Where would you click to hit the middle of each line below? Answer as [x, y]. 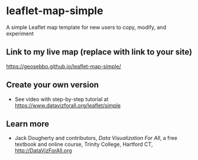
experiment [20, 33]
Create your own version [53, 85]
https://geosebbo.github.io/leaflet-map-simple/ [64, 66]
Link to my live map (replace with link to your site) [99, 52]
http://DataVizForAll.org [43, 151]
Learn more [28, 124]
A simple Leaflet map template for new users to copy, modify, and [86, 27]
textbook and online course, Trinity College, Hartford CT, [84, 144]
